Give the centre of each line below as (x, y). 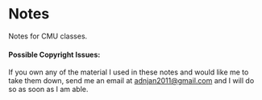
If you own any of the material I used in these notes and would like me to (129, 72)
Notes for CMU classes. (48, 36)
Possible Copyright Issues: (54, 54)
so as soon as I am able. (48, 90)
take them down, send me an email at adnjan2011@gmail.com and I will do (131, 81)
